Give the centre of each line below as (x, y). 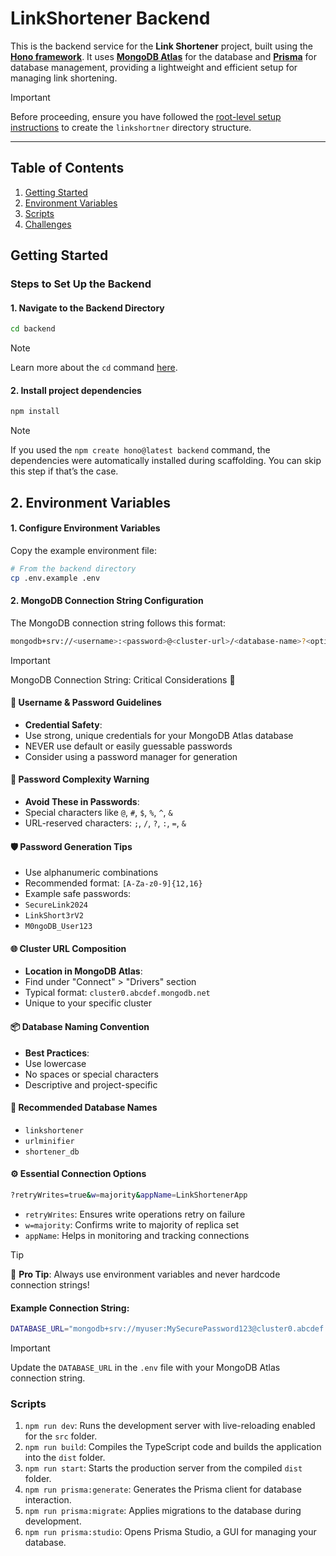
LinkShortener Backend (110, 18)
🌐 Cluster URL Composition (68, 948)
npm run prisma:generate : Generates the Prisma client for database (163, 1489)
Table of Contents (67, 168)
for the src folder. (61, 1436)
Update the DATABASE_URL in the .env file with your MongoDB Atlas (145, 1368)
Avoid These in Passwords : (82, 802)
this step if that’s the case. (64, 471)
